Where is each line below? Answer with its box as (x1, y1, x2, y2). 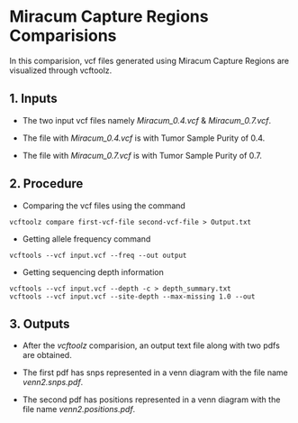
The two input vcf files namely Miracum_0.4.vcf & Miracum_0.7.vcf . (22, 115, 272, 125)
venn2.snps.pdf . (22, 377, 84, 388)
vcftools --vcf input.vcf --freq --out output (9, 251, 187, 260)
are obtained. (22, 350, 72, 361)
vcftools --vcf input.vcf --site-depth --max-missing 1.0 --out (9, 291, 256, 301)
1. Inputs (9, 91, 58, 106)
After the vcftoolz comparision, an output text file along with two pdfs (22, 340, 281, 351)
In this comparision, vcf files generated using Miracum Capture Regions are (9, 55, 290, 66)
